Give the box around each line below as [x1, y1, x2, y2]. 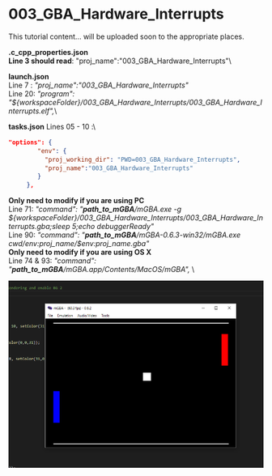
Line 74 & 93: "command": [8, 256, 97, 266]
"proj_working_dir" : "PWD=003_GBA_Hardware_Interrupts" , [44, 155, 241, 164]
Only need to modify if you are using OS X [8, 248, 152, 257]
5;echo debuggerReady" [71, 222, 155, 232]
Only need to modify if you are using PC [8, 196, 145, 206]
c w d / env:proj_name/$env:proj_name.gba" [8, 239, 150, 249]
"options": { [8, 138, 53, 147]
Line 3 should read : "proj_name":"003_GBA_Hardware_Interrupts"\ [8, 56, 232, 66]
